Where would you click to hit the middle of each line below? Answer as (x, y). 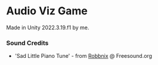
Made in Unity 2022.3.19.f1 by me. (48, 27)
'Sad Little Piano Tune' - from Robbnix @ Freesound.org (83, 56)
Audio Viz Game (47, 11)
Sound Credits (27, 43)
